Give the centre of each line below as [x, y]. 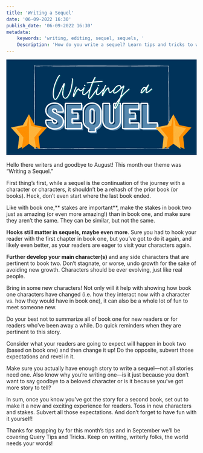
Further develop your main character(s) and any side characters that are [98, 257]
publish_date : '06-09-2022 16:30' [50, 25]
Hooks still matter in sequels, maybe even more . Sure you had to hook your [101, 232]
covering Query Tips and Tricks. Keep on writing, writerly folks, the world [97, 437]
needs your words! [30, 443]
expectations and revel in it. [40, 357]
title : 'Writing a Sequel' [40, 13]
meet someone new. [31, 307]
